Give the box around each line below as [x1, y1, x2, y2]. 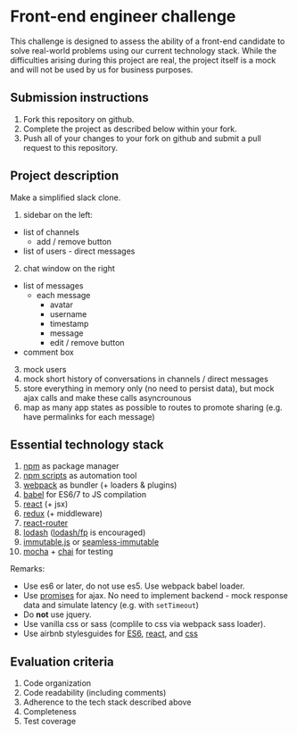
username [49, 308, 87, 319]
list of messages [22, 280, 84, 291]
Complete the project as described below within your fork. [22, 123, 237, 134]
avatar [49, 299, 74, 310]
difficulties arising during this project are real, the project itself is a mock [10, 54, 276, 65]
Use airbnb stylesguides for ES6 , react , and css [22, 628, 199, 639]
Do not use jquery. [22, 609, 92, 620]
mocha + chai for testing [22, 547, 114, 557]
